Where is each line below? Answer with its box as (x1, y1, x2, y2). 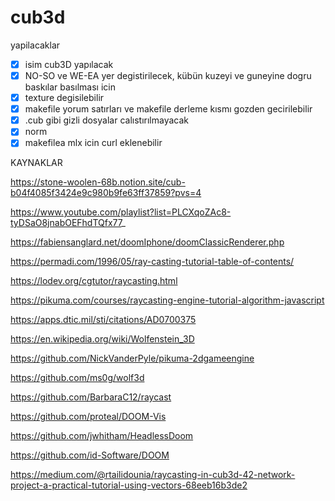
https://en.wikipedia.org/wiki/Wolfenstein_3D (10, 333, 195, 345)
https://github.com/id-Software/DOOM (10, 449, 170, 461)
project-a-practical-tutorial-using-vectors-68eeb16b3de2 (10, 479, 248, 491)
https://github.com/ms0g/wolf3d (10, 372, 145, 384)
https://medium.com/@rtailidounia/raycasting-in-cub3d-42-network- (10, 469, 296, 481)
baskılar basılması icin (24, 81, 116, 93)
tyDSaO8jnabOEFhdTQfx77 (10, 217, 122, 229)
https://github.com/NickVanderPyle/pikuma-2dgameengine (10, 352, 255, 365)
